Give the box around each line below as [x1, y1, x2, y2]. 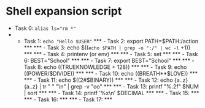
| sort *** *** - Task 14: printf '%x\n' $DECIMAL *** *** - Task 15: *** [23, 89, 199, 96]
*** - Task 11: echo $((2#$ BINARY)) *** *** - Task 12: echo [23, 76, 173, 84]
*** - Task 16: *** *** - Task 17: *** [23, 96, 113, 103]
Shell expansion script [6, 4, 122, 18]
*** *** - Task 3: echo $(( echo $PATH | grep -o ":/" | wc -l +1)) [23, 44, 191, 51]
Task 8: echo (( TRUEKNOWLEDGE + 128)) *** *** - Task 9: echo [23, 63, 187, 71]
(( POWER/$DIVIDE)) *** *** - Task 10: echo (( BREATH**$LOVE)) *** [23, 70, 198, 77]
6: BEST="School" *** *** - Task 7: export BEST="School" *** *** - [23, 57, 195, 64]
